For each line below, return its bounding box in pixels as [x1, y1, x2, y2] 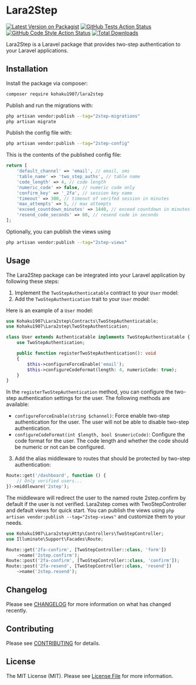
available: [6, 401, 29, 408]
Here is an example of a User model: [6, 307, 93, 314]
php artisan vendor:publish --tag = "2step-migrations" [6, 113, 141, 119]
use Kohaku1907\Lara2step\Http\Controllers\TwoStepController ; [6, 531, 164, 537]
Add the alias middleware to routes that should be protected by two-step [14, 455, 191, 462]
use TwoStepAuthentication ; [16, 340, 85, 346]
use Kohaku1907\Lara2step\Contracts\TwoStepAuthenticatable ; [6, 318, 159, 324]
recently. [6, 607, 28, 614]
